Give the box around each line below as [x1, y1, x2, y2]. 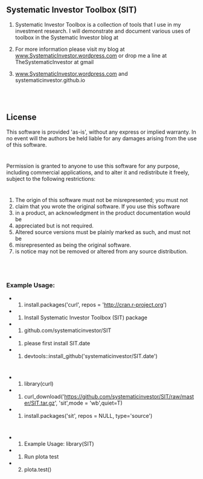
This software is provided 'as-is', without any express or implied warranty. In [6, 128, 196, 135]
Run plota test [24, 453, 59, 460]
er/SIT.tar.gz [24, 399, 56, 407]
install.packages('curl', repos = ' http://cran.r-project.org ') [24, 301, 167, 308]
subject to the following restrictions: [6, 175, 95, 182]
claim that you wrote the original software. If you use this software [14, 203, 180, 210]
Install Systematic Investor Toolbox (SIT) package [24, 314, 148, 321]
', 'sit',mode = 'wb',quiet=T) [54, 399, 123, 407]
